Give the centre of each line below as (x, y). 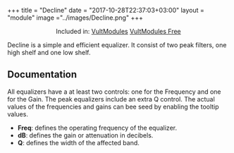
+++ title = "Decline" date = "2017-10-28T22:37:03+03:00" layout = (106, 10)
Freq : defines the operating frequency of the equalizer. (97, 128)
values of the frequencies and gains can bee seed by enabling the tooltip (113, 106)
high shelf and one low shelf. (49, 53)
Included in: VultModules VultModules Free (118, 31)
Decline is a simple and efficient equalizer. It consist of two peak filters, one (117, 45)
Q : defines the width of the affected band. (78, 142)
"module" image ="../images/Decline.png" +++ (75, 18)
